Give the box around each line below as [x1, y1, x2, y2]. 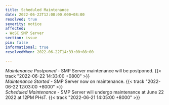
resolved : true [5, 17, 37, 22]
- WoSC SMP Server [5, 31, 44, 36]
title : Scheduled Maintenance [5, 7, 69, 13]
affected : [5, 26, 26, 31]
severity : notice [5, 21, 42, 27]
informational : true [5, 45, 49, 50]
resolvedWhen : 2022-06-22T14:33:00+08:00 [5, 49, 94, 54]
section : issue [5, 36, 37, 41]
